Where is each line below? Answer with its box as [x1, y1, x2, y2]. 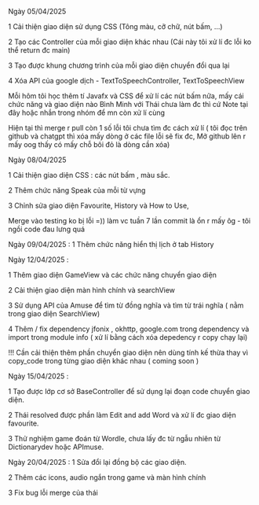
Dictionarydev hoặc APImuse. [8, 442, 104, 452]
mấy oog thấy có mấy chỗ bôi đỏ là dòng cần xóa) [8, 140, 170, 149]
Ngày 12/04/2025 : [8, 255, 69, 264]
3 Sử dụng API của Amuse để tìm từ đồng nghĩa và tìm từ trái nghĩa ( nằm [8, 300, 244, 310]
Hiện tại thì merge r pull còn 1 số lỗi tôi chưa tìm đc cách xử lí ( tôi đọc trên [8, 123, 248, 132]
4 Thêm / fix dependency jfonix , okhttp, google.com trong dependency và [8, 324, 250, 334]
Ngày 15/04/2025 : [8, 371, 69, 381]
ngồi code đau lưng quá [8, 224, 85, 234]
